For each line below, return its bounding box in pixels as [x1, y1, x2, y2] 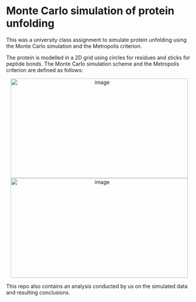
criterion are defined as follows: [6, 66, 84, 73]
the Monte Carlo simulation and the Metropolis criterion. [6, 43, 142, 50]
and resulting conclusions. [6, 288, 71, 296]
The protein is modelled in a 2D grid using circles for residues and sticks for [6, 54, 191, 61]
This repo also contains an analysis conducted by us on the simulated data [6, 282, 188, 290]
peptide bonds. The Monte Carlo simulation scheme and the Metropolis [6, 60, 179, 67]
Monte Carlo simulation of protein [6, 4, 175, 18]
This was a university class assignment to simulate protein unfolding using [6, 36, 187, 43]
